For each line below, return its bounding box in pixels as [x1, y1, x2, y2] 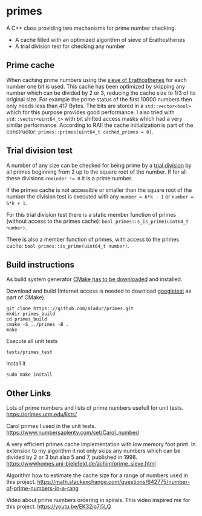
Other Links [6, 388, 51, 398]
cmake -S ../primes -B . [6, 322, 69, 328]
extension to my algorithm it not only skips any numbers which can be [6, 447, 181, 455]
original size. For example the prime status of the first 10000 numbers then [6, 95, 192, 103]
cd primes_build [6, 316, 47, 322]
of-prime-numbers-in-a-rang [6, 484, 79, 492]
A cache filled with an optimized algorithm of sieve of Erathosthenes [15, 36, 186, 43]
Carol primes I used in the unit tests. [6, 423, 96, 430]
